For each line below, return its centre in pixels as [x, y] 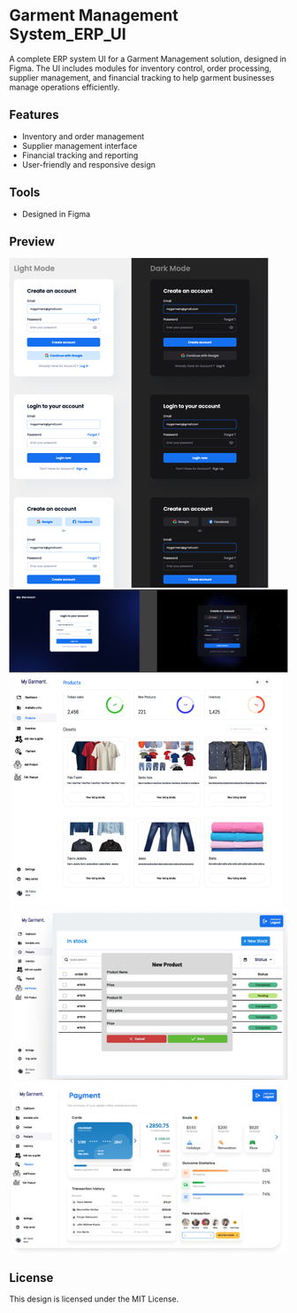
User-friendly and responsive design [89, 164]
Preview [32, 242]
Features [34, 115]
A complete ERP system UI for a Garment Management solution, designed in [148, 59]
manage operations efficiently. [65, 87]
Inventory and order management [83, 136]
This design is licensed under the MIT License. [94, 1299]
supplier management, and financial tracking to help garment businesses [142, 77]
